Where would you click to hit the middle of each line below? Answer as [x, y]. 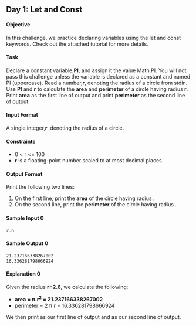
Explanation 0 [23, 274]
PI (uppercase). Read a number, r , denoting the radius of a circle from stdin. [97, 83]
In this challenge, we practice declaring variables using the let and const [94, 38]
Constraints [21, 141]
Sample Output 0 [27, 243]
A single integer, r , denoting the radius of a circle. [65, 128]
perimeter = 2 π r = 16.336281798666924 [65, 305]
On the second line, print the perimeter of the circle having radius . [96, 205]
